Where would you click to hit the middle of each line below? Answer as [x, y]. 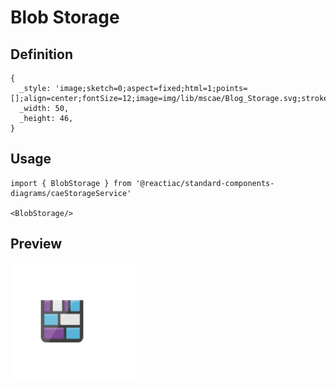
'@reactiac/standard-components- [205, 183]
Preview [36, 244]
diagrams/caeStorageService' [71, 193]
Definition [41, 54]
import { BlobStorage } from [71, 183]
